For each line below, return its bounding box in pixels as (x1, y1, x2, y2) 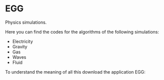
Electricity (12, 38, 33, 44)
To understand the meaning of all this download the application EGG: (5, 69, 146, 75)
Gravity (12, 43, 28, 49)
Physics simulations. (5, 19, 47, 25)
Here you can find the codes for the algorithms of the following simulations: (5, 29, 160, 35)
